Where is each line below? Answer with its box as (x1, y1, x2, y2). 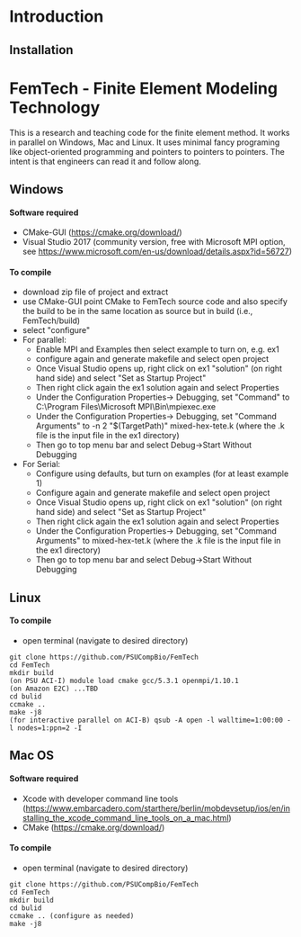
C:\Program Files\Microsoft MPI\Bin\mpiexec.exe (35, 401, 217, 412)
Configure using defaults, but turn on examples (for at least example (35, 468, 289, 479)
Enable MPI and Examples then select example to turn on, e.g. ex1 (35, 344, 280, 355)
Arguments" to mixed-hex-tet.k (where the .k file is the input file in (35, 536, 281, 546)
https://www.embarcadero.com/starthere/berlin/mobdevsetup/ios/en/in (25, 803, 290, 814)
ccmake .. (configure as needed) (9, 911, 135, 920)
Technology (9, 97, 101, 118)
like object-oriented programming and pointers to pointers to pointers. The (9, 146, 285, 157)
